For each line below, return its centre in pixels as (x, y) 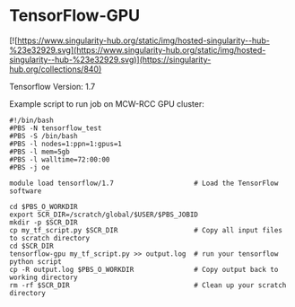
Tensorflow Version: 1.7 (52, 86)
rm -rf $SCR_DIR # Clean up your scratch (148, 285)
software (26, 191)
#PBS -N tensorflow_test (56, 128)
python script (36, 261)
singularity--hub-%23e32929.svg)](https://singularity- (110, 59)
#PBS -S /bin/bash (43, 136)
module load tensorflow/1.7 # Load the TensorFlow (144, 183)
